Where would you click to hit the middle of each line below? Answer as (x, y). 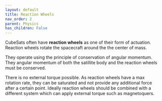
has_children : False (27, 28)
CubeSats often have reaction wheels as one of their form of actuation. (78, 42)
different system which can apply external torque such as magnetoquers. (80, 94)
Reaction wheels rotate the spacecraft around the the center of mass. (76, 48)
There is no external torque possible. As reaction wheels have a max (75, 78)
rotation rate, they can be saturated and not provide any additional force (79, 83)
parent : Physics (22, 24)
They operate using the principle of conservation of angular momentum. (79, 57)
